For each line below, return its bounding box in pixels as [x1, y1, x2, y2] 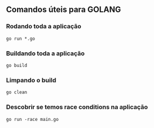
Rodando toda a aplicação [6, 22, 81, 31]
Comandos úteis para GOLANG [6, 5, 121, 15]
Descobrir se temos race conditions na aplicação [6, 103, 148, 111]
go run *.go [6, 35, 35, 42]
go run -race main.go [6, 116, 59, 122]
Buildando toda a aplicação [6, 49, 85, 58]
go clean [6, 89, 28, 96]
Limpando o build [6, 76, 57, 84]
